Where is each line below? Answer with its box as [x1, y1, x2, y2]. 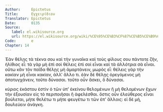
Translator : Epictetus [5, 16, 51, 21]
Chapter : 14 [5, 43, 29, 48]
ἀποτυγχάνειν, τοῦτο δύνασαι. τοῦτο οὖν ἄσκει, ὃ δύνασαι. [5, 77, 125, 83]
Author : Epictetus [5, 7, 51, 12]
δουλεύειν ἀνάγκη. [5, 101, 44, 107]
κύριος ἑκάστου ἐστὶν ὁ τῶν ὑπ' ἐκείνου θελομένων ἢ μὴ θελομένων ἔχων [5, 86, 157, 92]
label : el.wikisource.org [11, 29, 64, 34]
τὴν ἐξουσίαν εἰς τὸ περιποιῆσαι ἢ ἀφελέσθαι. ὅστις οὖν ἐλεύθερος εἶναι [5, 91, 154, 97]
